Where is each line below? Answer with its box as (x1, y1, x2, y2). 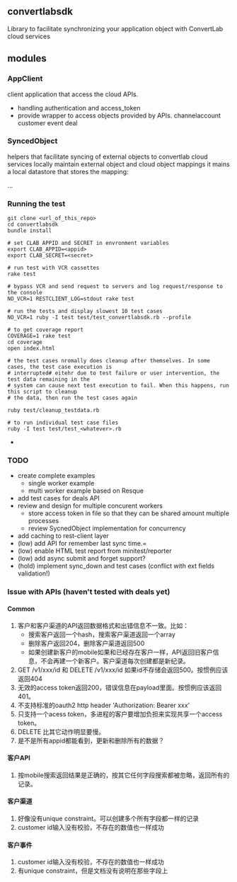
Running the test (7, 198, 66, 208)
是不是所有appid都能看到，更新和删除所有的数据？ (17, 736, 165, 745)
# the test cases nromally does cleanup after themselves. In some (7, 357, 211, 365)
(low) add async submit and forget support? (17, 554, 146, 563)
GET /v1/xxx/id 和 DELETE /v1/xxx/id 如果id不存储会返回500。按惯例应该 (17, 665, 229, 674)
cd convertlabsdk (7, 221, 59, 229)
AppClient (7, 74, 43, 84)
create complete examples (17, 471, 96, 480)
